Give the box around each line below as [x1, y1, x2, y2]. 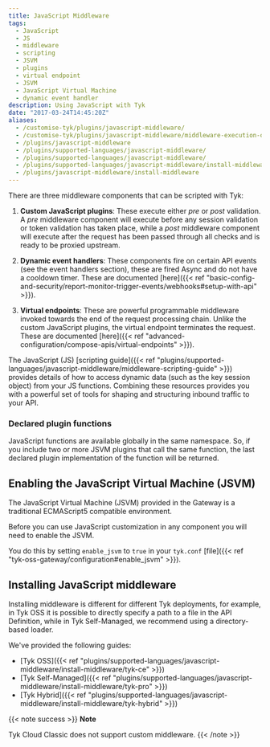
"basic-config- [206, 273, 256, 282]
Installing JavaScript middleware [8, 578, 177, 591]
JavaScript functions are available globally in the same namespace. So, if [8, 436, 251, 446]
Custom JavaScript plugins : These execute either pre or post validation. [19, 206, 261, 215]
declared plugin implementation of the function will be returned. [8, 453, 219, 463]
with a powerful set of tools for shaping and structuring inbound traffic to [8, 390, 250, 398]
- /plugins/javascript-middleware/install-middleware [15, 169, 199, 177]
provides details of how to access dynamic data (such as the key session [8, 373, 251, 382]
